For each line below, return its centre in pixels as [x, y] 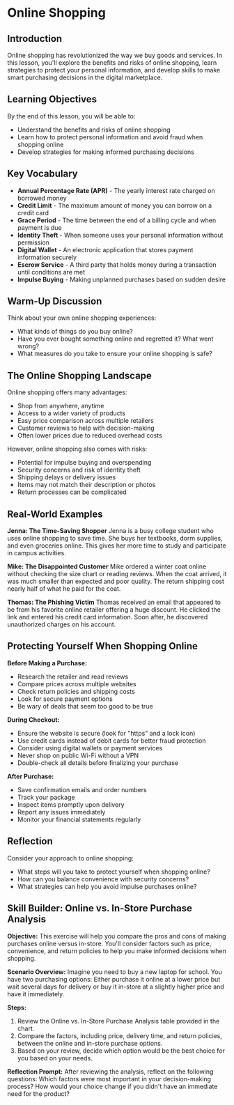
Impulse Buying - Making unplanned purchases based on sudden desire [122, 279]
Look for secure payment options [65, 699]
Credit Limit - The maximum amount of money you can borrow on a [115, 205]
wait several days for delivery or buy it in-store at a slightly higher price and [116, 987]
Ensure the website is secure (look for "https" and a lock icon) [106, 733]
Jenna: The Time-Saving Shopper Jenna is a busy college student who [110, 531]
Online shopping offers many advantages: [67, 392]
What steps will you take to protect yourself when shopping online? [114, 872]
